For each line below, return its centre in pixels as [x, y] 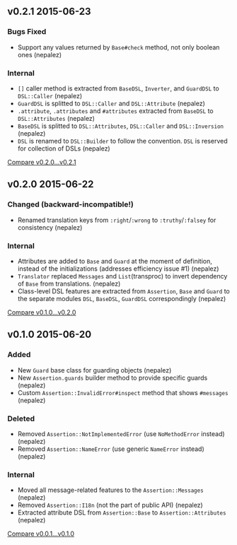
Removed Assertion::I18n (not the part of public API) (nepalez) [110, 505]
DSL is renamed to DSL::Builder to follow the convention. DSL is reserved [122, 141]
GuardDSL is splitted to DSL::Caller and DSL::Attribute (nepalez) [111, 103]
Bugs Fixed [27, 32]
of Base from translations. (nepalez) [69, 283]
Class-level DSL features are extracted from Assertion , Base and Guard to [123, 291]
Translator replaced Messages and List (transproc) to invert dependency [122, 276]
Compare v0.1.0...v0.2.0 [42, 312]
